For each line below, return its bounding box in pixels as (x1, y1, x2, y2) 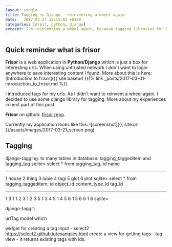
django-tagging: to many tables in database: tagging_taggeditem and (5, 155, 151, 161)
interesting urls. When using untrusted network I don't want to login (5, 64, 148, 71)
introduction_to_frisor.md (5, 80, 58, 87)
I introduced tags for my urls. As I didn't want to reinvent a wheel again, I (5, 91, 159, 97)
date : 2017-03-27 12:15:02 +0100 (5, 17, 81, 22)
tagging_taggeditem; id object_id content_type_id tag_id (5, 181, 123, 187)
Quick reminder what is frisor (5, 46, 101, 54)
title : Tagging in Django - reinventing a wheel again (5, 12, 125, 17)
